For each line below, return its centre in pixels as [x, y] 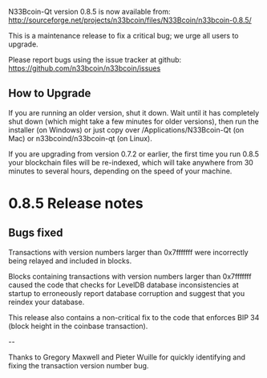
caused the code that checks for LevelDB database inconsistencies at [123, 285]
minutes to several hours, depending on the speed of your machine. [120, 171]
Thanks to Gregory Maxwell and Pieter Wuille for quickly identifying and [127, 357]
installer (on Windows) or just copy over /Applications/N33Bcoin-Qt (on [126, 130]
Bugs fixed [36, 233]
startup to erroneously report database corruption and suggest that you [127, 293]
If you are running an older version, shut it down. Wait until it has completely [134, 112]
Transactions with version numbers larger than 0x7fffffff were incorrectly [128, 252]
